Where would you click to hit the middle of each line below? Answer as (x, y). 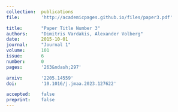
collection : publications (40, 12)
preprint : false (31, 100)
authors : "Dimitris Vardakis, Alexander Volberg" (75, 34)
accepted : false (31, 94)
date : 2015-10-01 (37, 40)
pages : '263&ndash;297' (44, 67)
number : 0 (25, 61)
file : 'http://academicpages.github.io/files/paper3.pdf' (89, 17)
